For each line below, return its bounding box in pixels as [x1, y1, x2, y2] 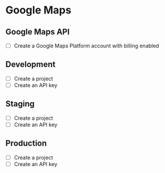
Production [5, 139, 47, 148]
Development [5, 60, 56, 70]
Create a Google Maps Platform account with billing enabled [13, 42, 159, 49]
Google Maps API [5, 27, 70, 37]
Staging [5, 99, 35, 109]
